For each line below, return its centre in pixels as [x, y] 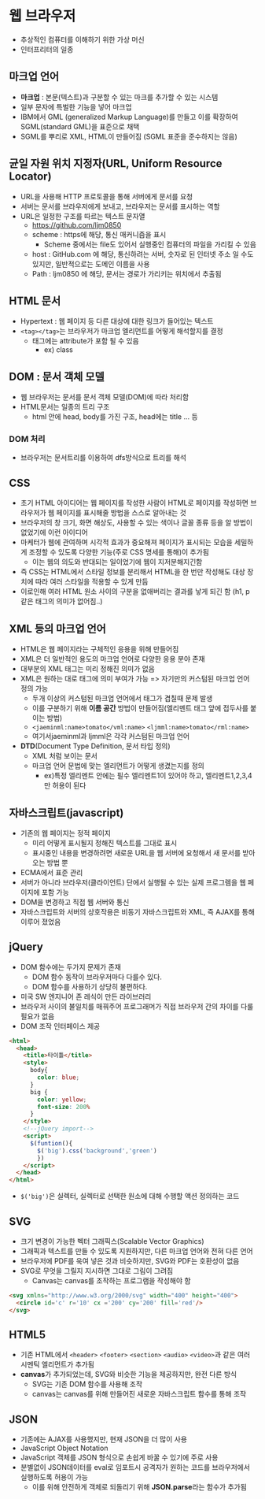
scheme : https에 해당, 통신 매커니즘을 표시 [99, 234]
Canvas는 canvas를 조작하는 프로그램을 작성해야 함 [111, 1281]
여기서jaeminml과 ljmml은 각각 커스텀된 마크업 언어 [111, 737]
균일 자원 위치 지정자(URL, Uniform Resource [116, 163]
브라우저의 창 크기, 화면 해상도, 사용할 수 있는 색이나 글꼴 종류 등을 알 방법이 [136, 523]
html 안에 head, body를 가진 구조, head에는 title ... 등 [115, 417]
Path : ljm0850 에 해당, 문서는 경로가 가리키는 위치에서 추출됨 [127, 273]
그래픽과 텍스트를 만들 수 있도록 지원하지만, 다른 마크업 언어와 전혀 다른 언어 [137, 1251]
